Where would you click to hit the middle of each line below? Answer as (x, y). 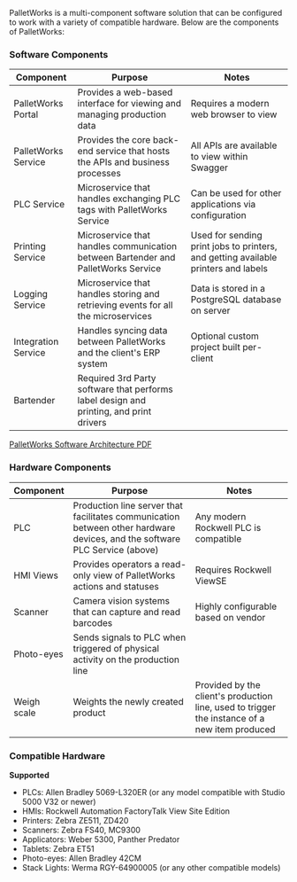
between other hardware (124, 527)
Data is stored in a (228, 289)
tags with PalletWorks (122, 210)
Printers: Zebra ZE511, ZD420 (75, 820)
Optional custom (225, 336)
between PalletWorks (122, 342)
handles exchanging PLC (129, 199)
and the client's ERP (119, 353)
